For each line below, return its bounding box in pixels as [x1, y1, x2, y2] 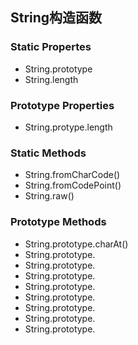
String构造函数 [10, 9, 103, 27]
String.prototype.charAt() [24, 238, 129, 250]
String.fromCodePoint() [24, 179, 122, 192]
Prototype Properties [10, 98, 115, 112]
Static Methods [10, 146, 87, 160]
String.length [24, 73, 79, 85]
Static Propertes [10, 40, 92, 54]
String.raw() [24, 190, 75, 202]
